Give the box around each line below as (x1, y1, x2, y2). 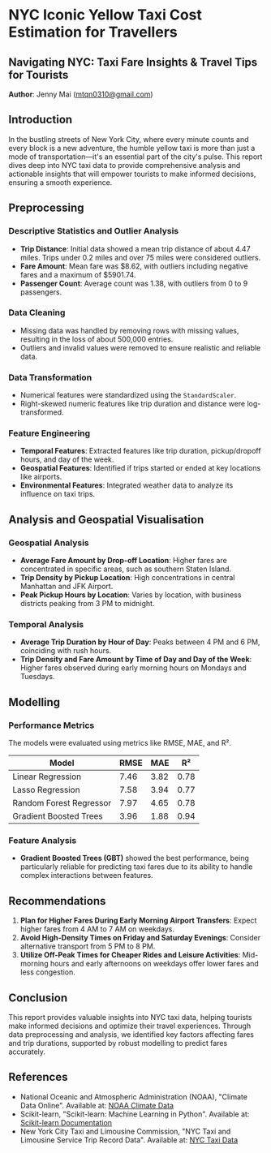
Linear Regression (12, 771, 82, 782)
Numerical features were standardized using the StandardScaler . (19, 390, 237, 400)
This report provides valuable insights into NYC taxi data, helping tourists (8, 1012, 252, 1022)
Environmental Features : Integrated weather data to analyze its (19, 480, 234, 490)
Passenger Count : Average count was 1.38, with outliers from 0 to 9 (19, 278, 248, 288)
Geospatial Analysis (8, 537, 89, 549)
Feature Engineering (8, 428, 91, 439)
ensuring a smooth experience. (8, 177, 113, 187)
